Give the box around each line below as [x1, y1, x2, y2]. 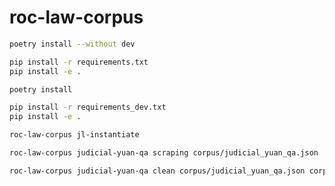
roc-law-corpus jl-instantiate [9, 130, 140, 140]
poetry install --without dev [9, 39, 136, 49]
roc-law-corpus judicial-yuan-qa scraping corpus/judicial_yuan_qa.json [9, 148, 319, 158]
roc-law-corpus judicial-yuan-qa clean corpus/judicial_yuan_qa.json [9, 166, 306, 176]
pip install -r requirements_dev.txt [9, 102, 167, 113]
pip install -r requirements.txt [9, 57, 149, 67]
